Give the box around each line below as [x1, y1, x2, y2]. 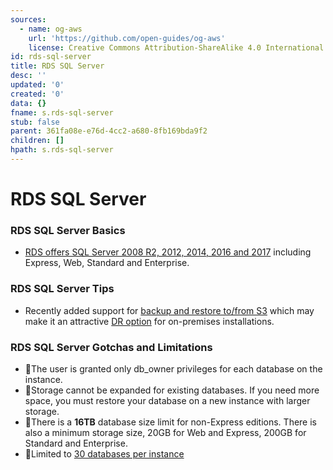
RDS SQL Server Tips [10, 282, 115, 296]
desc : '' [10, 71, 47, 81]
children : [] [10, 136, 65, 146]
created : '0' [10, 89, 65, 99]
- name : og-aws [19, 24, 83, 34]
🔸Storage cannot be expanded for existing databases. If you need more [24, 384, 320, 396]
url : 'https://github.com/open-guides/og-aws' [28, 33, 226, 43]
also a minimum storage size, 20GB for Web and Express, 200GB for [24, 426, 307, 438]
